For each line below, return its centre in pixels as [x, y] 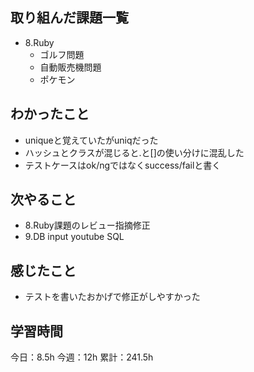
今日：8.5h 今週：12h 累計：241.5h [82, 357]
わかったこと [50, 114]
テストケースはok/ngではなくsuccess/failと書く [123, 165]
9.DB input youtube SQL [74, 237]
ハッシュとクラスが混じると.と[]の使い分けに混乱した [134, 152]
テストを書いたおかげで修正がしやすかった [112, 297]
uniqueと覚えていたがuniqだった [91, 140]
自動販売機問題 [70, 67]
